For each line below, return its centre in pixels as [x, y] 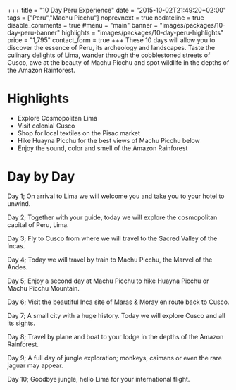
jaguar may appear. [35, 365]
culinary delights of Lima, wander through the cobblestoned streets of [109, 55]
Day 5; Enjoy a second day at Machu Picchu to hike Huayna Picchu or [108, 281]
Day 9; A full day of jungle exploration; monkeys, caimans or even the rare [114, 358]
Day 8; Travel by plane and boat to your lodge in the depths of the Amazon [116, 336]
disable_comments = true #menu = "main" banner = [83, 25]
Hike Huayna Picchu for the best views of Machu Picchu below [109, 140]
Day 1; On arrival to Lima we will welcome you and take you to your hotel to [116, 196]
